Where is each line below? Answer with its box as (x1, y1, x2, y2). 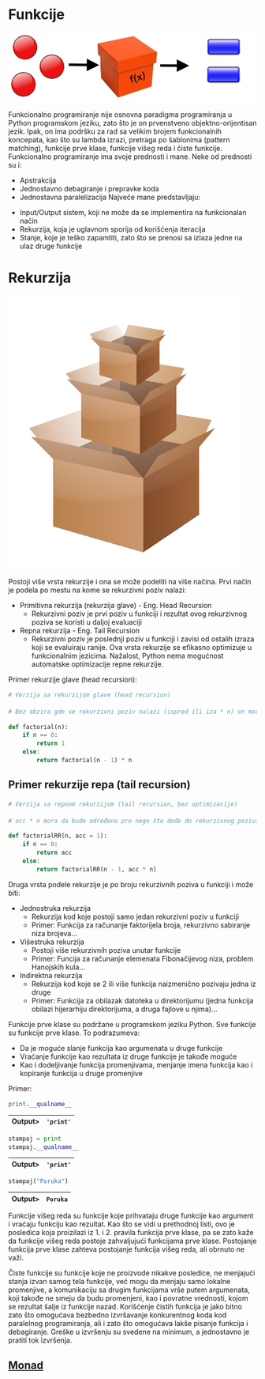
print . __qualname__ (8, 1100, 73, 1108)
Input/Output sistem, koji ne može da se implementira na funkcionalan (19, 208, 247, 217)
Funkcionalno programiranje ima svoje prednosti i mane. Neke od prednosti (8, 152, 252, 161)
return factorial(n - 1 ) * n (36, 757, 132, 765)
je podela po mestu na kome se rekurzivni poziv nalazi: (8, 585, 187, 595)
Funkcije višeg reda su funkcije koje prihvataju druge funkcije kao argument (8, 1211, 254, 1221)
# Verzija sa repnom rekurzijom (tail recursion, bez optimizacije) (8, 800, 238, 808)
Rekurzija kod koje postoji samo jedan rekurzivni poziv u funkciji (31, 912, 239, 921)
